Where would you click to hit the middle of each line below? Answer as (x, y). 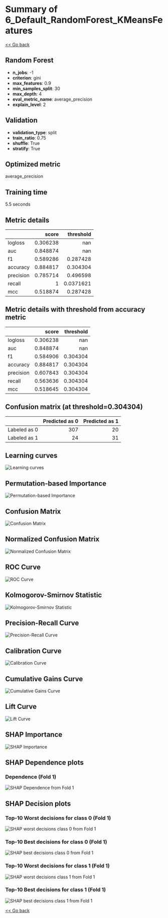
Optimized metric (33, 164)
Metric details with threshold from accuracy (75, 309)
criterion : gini (27, 78)
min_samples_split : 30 (36, 88)
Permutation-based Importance (56, 483)
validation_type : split (34, 132)
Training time (26, 192)
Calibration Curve (33, 651)
